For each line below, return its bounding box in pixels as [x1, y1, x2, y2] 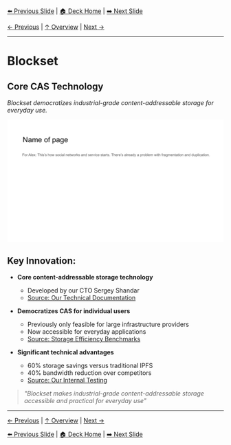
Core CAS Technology [7, 80, 104, 92]
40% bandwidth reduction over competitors [27, 369, 152, 377]
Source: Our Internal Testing [27, 376, 108, 385]
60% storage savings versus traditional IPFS [27, 361, 153, 370]
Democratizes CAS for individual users [16, 307, 131, 315]
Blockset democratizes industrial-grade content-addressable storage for [7, 99, 214, 106]
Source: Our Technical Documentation [27, 294, 136, 302]
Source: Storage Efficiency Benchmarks [27, 335, 141, 343]
